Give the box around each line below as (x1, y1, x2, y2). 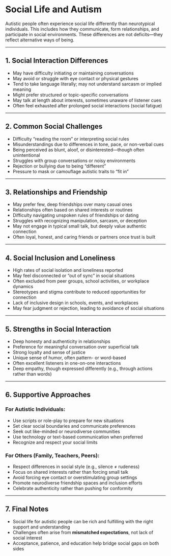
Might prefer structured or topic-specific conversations (12, 91, 129, 98)
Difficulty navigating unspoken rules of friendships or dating (12, 212, 139, 218)
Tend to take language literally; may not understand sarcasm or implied (12, 81, 162, 87)
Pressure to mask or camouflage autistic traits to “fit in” (12, 168, 129, 174)
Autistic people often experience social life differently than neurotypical (5, 20, 155, 27)
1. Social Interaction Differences (5, 56, 108, 65)
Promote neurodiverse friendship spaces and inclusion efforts (12, 479, 142, 486)
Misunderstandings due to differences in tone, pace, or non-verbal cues (12, 141, 164, 147)
